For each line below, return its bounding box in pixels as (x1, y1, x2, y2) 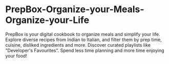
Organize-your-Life (5, 14, 90, 26)
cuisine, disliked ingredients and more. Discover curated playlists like (5, 42, 151, 48)
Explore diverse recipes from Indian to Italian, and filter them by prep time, (5, 37, 162, 43)
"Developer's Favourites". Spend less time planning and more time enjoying (5, 47, 165, 53)
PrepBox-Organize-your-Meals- (5, 4, 144, 15)
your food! (5, 52, 27, 59)
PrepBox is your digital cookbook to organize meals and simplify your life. (5, 31, 160, 37)
